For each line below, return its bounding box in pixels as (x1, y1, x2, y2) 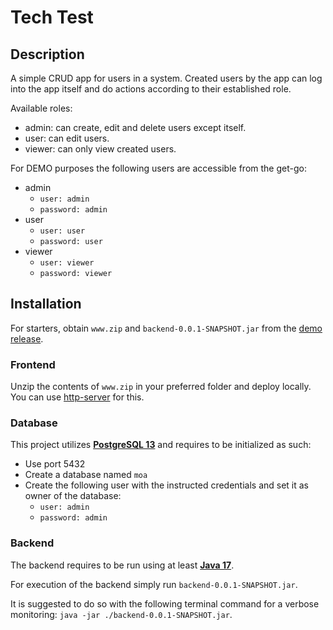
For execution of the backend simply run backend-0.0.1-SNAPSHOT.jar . (10, 578, 298, 590)
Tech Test (10, 6, 94, 29)
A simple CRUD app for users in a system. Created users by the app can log (10, 72, 323, 84)
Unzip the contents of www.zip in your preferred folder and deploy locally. (10, 381, 312, 393)
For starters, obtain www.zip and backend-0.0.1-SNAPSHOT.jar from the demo (10, 322, 323, 334)
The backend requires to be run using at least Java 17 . (10, 559, 235, 571)
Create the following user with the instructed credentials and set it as (24, 479, 310, 491)
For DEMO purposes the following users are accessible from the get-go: (10, 162, 307, 174)
